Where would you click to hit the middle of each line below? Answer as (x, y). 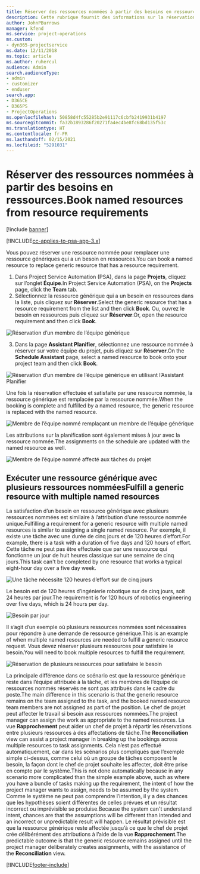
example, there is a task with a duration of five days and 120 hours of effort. (99, 543)
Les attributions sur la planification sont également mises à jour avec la (93, 435)
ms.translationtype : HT (36, 128)
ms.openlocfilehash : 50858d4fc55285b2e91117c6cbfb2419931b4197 (86, 117)
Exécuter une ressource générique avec (82, 478)
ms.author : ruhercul (32, 62)
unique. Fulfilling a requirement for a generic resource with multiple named (97, 524)
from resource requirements (77, 212)
